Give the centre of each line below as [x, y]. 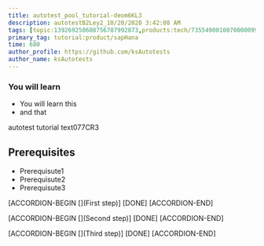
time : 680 [24, 45]
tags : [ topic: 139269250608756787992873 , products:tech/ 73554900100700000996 [135, 30]
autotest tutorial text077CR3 [54, 127]
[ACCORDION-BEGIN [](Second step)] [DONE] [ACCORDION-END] [116, 218]
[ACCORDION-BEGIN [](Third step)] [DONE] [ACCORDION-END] [112, 233]
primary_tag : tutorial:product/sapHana [73, 37]
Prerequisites [42, 152]
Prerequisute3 [42, 187]
